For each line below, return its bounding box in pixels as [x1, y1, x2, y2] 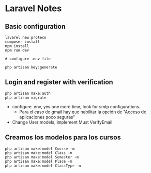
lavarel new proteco [5, 35, 47, 40]
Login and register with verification [5, 78, 113, 86]
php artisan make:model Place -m [5, 159, 73, 164]
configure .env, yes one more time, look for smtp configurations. [12, 104, 140, 109]
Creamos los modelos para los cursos [5, 133, 121, 141]
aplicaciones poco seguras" [19, 114, 75, 120]
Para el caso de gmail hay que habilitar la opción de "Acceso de [19, 109, 147, 115]
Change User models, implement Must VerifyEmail [12, 119, 113, 125]
